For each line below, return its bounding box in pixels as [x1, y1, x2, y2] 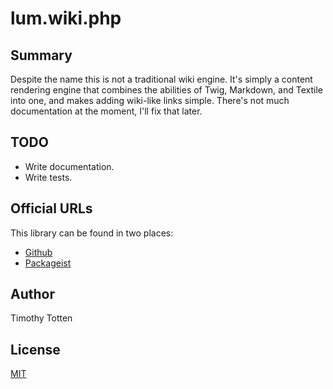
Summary [10, 47, 73, 64]
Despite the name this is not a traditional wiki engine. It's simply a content [10, 73, 313, 85]
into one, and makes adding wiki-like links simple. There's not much [10, 95, 290, 106]
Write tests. [24, 171, 73, 183]
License [10, 341, 61, 358]
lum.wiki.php [10, 7, 122, 30]
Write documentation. [24, 160, 115, 172]
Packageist [24, 257, 72, 269]
